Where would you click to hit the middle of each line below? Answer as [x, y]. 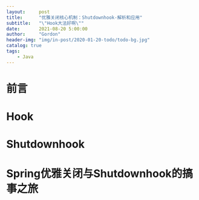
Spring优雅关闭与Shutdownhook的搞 [100, 174]
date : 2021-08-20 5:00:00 [47, 29]
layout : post [28, 12]
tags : [13, 51]
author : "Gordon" [34, 34]
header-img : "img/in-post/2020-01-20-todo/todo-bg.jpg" [78, 40]
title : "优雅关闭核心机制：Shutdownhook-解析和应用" [74, 18]
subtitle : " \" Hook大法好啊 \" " [45, 23]
